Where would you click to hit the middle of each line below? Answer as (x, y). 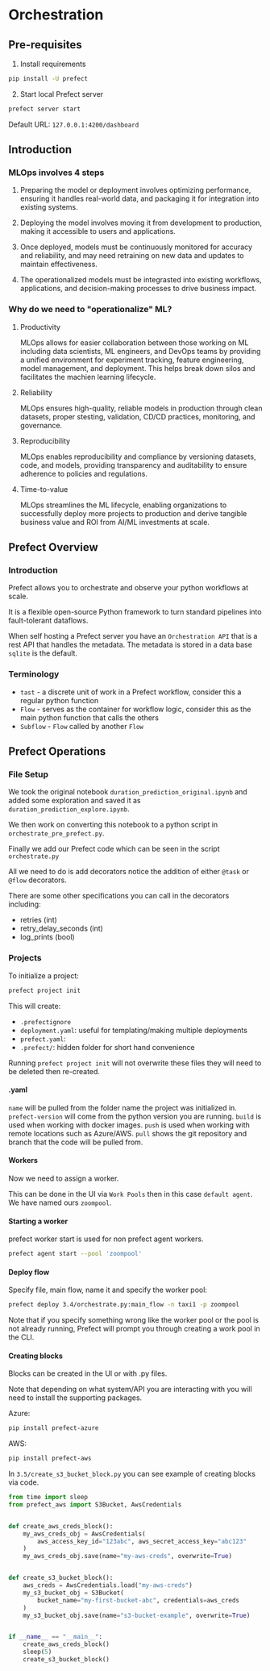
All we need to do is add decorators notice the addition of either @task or (129, 872)
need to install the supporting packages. (75, 1398)
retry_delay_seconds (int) (61, 928)
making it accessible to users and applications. (98, 231)
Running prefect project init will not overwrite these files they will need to (135, 1063)
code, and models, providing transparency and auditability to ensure (133, 465)
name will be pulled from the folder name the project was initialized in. (123, 1107)
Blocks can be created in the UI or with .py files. (88, 1373)
